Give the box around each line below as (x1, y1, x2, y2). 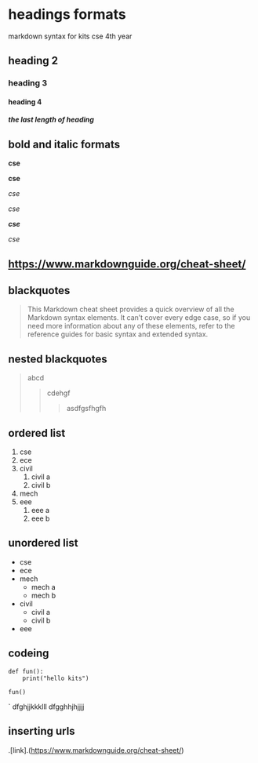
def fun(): (8, 667, 44, 675)
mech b (31, 590, 56, 600)
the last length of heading (8, 115, 94, 125)
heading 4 (8, 96, 42, 107)
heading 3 (8, 78, 48, 89)
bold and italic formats (8, 137, 121, 151)
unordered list (8, 536, 78, 550)
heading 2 (8, 54, 59, 67)
